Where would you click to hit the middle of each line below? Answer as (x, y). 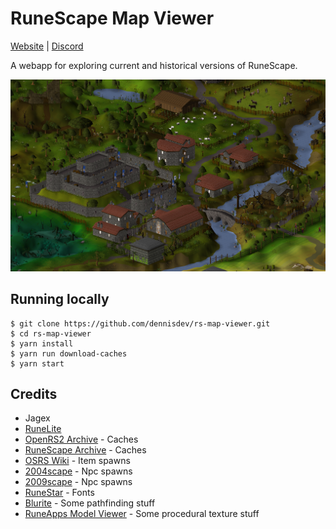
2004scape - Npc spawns (78, 471)
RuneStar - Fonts (59, 493)
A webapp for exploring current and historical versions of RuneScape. (154, 65)
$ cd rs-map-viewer (51, 333)
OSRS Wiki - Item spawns (77, 461)
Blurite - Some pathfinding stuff (90, 503)
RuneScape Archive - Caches (85, 450)
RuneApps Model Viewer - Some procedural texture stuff (142, 514)
